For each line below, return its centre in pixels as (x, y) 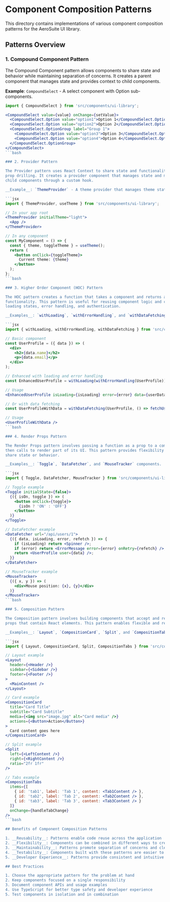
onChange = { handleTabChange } (39, 811)
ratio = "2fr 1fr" (27, 763)
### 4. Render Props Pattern (36, 436)
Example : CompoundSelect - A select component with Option (68, 91)
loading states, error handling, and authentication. (63, 306)
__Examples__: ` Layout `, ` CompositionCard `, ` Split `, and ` (70, 632)
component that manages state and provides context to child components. (83, 81)
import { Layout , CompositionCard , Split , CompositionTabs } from (77, 646)
